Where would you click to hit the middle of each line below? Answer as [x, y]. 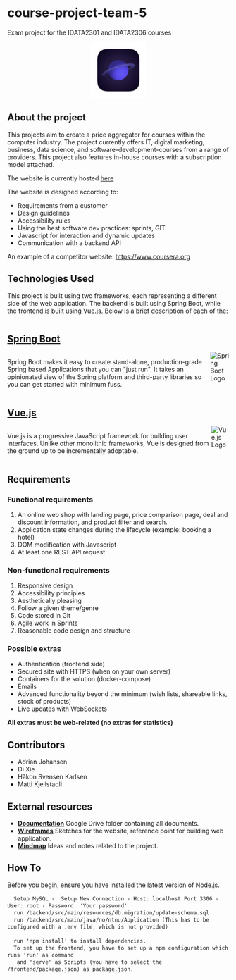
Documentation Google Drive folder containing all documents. [108, 824]
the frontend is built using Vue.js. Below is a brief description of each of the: [118, 311]
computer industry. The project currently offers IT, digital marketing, [106, 142]
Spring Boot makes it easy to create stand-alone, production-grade [105, 362]
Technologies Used [50, 279]
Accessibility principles [51, 593]
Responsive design [45, 585]
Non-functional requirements [59, 570]
